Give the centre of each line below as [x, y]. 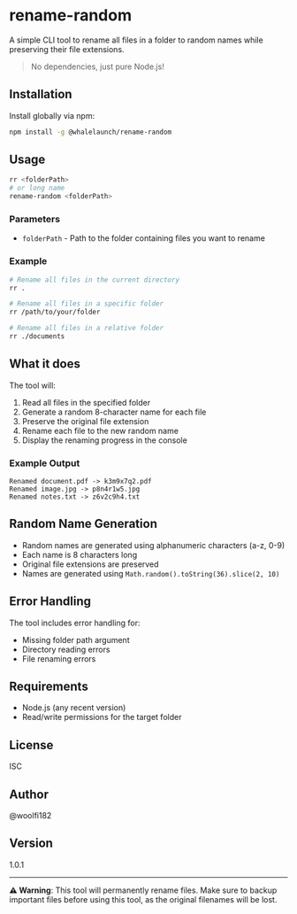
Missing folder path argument [76, 639]
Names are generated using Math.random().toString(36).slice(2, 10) [151, 573]
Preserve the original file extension [85, 421]
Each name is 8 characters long [80, 554]
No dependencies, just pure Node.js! [98, 66]
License [31, 745]
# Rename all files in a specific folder [87, 304]
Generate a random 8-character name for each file [114, 412]
